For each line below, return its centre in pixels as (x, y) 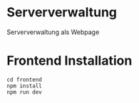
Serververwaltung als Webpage (53, 32)
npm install (24, 86)
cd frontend (24, 80)
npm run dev (24, 92)
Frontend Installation (69, 61)
